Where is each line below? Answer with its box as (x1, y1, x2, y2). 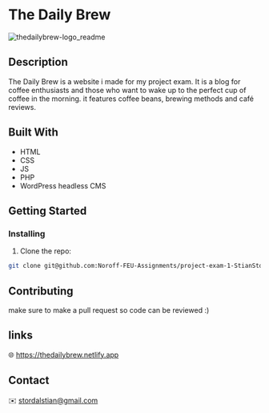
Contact (8, 374, 50, 387)
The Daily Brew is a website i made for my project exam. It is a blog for (8, 76, 241, 86)
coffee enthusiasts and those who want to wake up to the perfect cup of (8, 85, 247, 95)
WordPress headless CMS (19, 180, 106, 190)
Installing (8, 228, 46, 239)
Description (8, 55, 68, 69)
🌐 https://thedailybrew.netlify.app (8, 350, 119, 359)
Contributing (8, 284, 74, 298)
